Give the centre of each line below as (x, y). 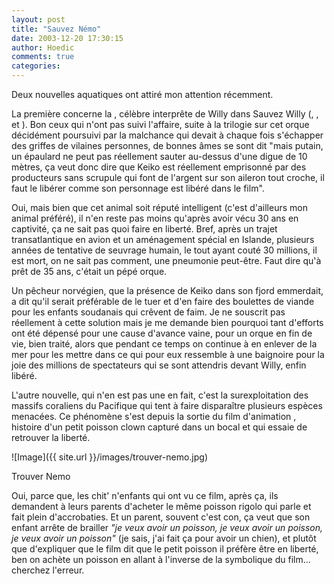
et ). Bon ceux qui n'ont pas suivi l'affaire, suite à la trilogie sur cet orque (160, 124)
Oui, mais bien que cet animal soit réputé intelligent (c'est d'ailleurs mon (159, 207)
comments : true (43, 57)
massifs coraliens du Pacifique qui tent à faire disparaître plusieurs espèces (167, 405)
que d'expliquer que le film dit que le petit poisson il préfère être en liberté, (165, 549)
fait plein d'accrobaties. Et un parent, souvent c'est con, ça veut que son (161, 517)
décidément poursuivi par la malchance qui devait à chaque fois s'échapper (167, 135)
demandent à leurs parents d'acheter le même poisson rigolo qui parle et (161, 506)
